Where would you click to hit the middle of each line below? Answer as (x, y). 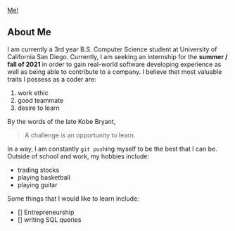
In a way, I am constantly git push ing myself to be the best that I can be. (112, 149)
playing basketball (44, 177)
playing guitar (37, 185)
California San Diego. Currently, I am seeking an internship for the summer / (118, 56)
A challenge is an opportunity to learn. (80, 135)
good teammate (40, 100)
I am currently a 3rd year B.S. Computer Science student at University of (112, 49)
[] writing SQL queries (49, 219)
